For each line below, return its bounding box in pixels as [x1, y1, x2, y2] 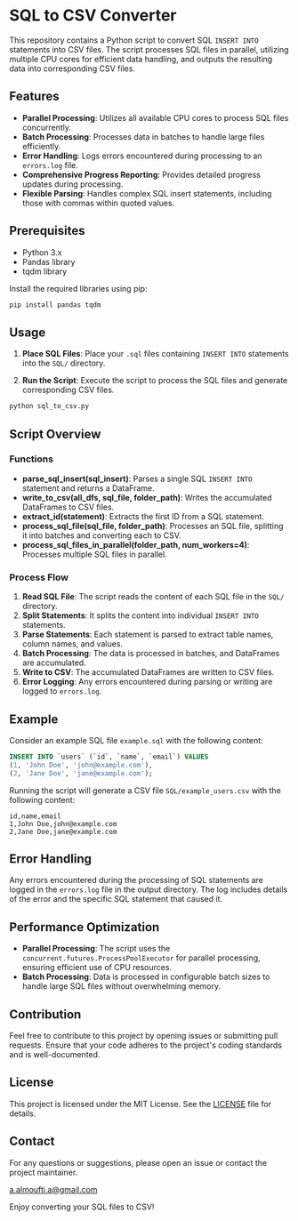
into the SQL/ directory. [21, 357, 106, 369]
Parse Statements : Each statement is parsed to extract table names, [21, 629, 274, 640]
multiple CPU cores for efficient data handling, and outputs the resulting [9, 53, 273, 64]
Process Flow [9, 571, 69, 583]
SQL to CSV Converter [9, 5, 177, 26]
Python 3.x [21, 246, 62, 258]
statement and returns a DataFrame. [21, 482, 156, 494]
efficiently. [21, 141, 61, 151]
